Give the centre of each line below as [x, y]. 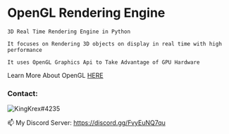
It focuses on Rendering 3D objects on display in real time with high [114, 43]
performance [25, 50]
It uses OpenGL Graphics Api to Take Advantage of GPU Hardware [104, 62]
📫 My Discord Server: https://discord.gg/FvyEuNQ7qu [86, 123]
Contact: [23, 93]
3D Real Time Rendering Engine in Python [69, 32]
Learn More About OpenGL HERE [55, 75]
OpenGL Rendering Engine [86, 13]
